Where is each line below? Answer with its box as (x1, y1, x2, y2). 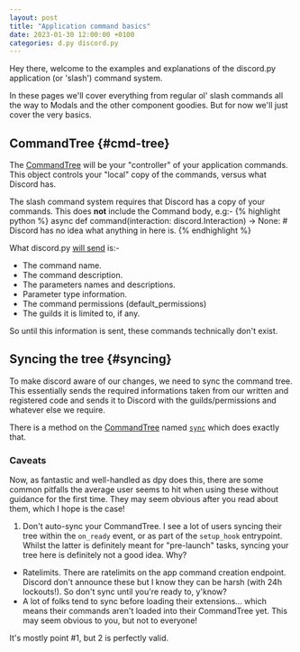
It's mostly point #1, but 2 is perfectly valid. (9, 633, 169, 644)
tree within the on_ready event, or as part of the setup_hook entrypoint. (22, 530, 283, 542)
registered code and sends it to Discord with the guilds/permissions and (9, 395, 277, 405)
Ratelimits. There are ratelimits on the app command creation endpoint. (22, 567, 286, 578)
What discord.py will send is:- (9, 243, 120, 254)
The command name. (22, 260, 102, 271)
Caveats (9, 453, 47, 466)
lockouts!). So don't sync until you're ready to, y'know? (22, 586, 227, 597)
